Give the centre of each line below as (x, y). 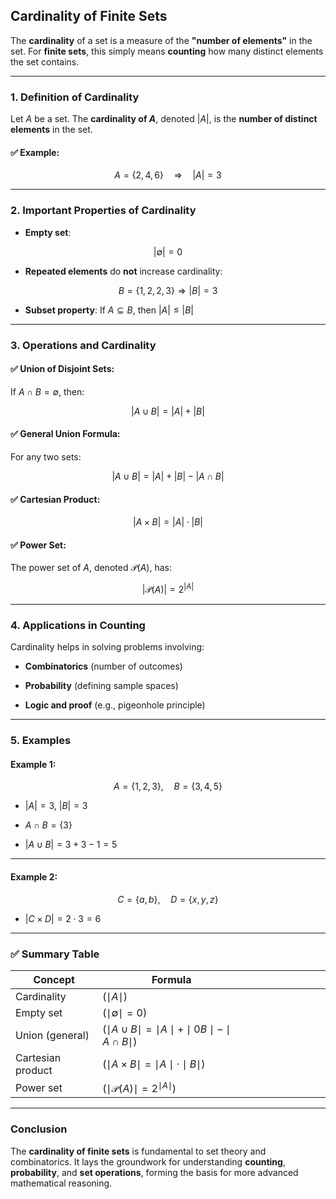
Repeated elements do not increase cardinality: (123, 271)
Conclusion (39, 1129)
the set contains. (45, 61)
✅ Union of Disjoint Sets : (62, 369)
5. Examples (41, 741)
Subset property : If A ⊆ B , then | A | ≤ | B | (109, 310)
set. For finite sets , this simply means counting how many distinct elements (167, 51)
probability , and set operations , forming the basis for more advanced (154, 1172)
